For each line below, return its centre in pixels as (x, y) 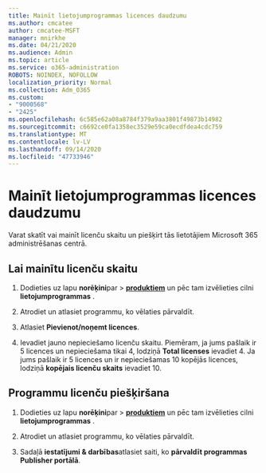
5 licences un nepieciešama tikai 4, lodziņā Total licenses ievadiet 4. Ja (137, 351)
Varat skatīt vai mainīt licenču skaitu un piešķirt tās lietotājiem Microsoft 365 (133, 235)
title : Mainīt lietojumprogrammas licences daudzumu (98, 16)
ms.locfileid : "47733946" (51, 156)
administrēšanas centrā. (48, 243)
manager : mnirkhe (37, 38)
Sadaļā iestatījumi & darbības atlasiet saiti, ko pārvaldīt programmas (133, 451)
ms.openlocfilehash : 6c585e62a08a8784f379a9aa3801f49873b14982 (115, 120)
